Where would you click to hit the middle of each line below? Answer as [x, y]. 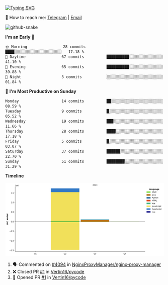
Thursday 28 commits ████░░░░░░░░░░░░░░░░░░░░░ [84, 131]
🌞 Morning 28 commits [46, 47]
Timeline [15, 176]
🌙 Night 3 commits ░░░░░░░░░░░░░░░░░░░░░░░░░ [84, 77]
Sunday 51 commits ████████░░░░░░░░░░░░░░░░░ [84, 161]
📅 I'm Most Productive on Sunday [41, 91]
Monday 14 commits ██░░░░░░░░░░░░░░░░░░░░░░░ [84, 101]
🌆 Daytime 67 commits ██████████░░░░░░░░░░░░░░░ [84, 57]
